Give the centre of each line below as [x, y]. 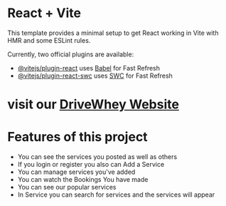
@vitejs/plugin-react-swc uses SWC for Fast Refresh [95, 76]
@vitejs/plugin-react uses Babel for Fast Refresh [89, 68]
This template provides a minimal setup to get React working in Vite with [113, 33]
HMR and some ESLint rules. [49, 40]
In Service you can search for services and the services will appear [116, 195]
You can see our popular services [67, 187]
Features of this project [77, 137]
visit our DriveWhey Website [93, 104]
